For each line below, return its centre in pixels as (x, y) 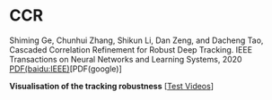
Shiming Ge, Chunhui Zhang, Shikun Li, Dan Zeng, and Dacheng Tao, (136, 40)
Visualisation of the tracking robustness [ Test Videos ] (111, 86)
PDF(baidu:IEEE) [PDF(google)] (66, 69)
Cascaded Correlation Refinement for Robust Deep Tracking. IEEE (131, 49)
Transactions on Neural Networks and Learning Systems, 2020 (126, 59)
